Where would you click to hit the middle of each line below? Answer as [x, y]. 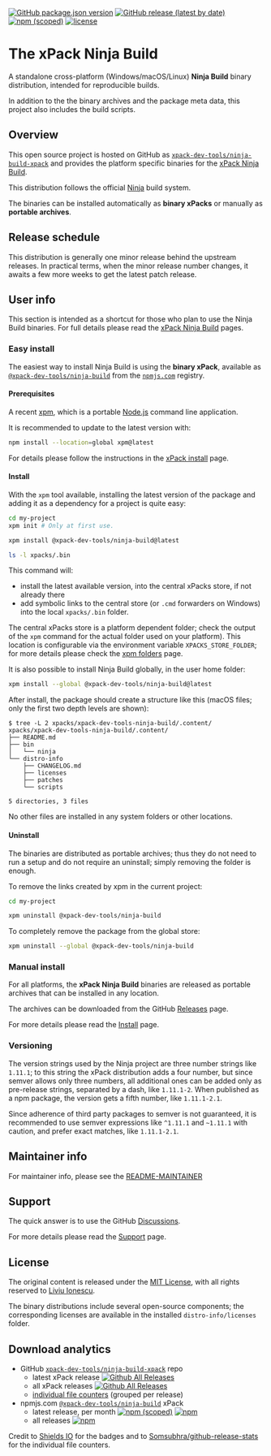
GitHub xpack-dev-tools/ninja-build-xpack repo [101, 1369]
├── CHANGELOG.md [52, 766]
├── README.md [32, 738]
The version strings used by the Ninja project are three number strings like [133, 1063]
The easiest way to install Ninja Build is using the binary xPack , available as [135, 366]
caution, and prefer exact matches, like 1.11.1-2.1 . [94, 1131]
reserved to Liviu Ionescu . [52, 1290]
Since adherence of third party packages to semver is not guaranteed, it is [133, 1113]
